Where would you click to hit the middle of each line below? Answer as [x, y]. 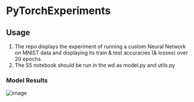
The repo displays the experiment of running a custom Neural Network [100, 46]
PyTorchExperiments [58, 11]
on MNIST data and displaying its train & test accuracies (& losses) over [101, 53]
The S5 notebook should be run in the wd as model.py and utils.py [95, 65]
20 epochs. [28, 59]
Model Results [27, 80]
